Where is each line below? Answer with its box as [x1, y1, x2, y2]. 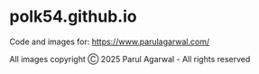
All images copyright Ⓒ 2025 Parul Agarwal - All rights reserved [9, 53, 251, 64]
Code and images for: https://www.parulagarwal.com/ [9, 36, 210, 47]
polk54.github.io [9, 6, 137, 27]
